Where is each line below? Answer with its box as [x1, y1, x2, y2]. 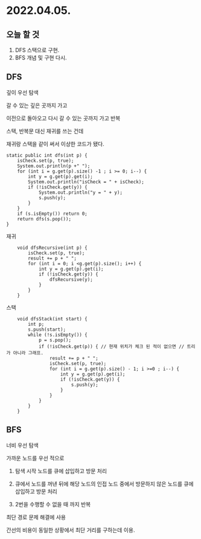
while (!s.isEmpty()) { [28, 331, 88, 338]
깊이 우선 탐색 [6, 88, 39, 96]
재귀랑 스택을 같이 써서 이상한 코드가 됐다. [6, 140, 104, 147]
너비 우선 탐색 [6, 441, 39, 449]
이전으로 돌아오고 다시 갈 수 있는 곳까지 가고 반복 [6, 114, 121, 122]
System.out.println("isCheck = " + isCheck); [28, 179, 145, 185]
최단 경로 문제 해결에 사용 [6, 513, 66, 521]
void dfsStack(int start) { [17, 316, 88, 322]
